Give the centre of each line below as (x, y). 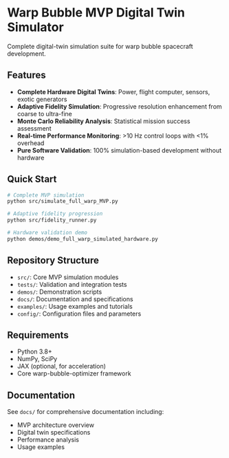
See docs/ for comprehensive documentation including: (86, 412)
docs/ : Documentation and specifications (75, 299)
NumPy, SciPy (37, 359)
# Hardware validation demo (47, 233)
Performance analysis (48, 440)
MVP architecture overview (56, 425)
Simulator (35, 27)
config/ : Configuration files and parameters (79, 314)
